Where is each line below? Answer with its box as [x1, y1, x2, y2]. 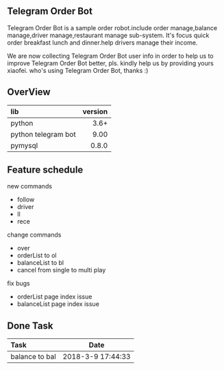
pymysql [10, 140, 38, 150]
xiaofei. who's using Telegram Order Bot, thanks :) [7, 66, 149, 74]
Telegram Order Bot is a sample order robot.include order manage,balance [7, 23, 218, 32]
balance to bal [10, 352, 56, 362]
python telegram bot [10, 129, 77, 139]
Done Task [7, 320, 53, 331]
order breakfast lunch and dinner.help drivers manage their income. [7, 38, 198, 47]
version [82, 107, 108, 116]
